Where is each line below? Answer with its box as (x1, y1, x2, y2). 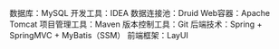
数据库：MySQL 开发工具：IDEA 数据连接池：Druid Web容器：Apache (9, 8, 271, 18)
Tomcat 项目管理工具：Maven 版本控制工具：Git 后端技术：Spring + (9, 19, 263, 29)
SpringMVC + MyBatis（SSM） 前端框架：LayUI (9, 30, 188, 40)
